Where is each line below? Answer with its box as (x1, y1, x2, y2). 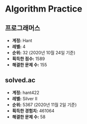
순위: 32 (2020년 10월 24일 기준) (12, 50, 76, 55)
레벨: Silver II (12, 95, 38, 101)
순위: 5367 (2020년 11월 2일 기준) (12, 102, 77, 108)
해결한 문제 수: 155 (12, 62, 47, 67)
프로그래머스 (5, 24, 40, 32)
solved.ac (5, 76, 36, 84)
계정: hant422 (12, 90, 40, 95)
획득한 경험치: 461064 (12, 108, 55, 113)
